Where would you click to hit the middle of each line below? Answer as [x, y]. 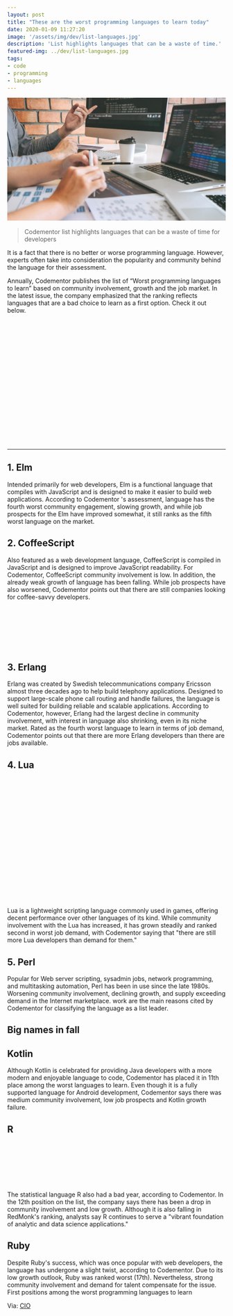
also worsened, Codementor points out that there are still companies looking [116, 589]
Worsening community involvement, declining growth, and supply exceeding [116, 994]
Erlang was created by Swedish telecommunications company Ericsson [109, 684]
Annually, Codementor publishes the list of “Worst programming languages [114, 281]
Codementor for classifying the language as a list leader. [88, 1008]
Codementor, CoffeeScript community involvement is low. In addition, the [112, 575]
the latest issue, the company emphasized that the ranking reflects [102, 296]
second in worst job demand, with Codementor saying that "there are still [112, 933]
